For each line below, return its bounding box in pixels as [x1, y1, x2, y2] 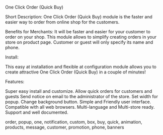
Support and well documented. [5, 109, 69, 115]
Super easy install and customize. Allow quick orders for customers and [5, 88, 153, 94]
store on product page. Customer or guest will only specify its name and [5, 39, 153, 45]
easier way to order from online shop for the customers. [5, 19, 120, 25]
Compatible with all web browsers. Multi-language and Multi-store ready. [5, 104, 155, 110]
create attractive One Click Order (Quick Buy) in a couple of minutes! [5, 69, 146, 75]
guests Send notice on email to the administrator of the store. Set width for [5, 94, 158, 99]
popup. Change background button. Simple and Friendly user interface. [5, 99, 152, 105]
